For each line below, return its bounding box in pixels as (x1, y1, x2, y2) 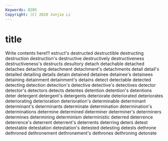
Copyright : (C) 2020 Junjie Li (5, 12, 71, 17)
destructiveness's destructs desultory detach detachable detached (5, 61, 145, 67)
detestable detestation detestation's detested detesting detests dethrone (5, 125, 156, 131)
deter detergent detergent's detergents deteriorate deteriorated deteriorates (5, 93, 163, 99)
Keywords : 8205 (5, 7, 37, 13)
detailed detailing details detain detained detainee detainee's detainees (5, 71, 153, 78)
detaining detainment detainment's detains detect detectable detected (5, 77, 151, 83)
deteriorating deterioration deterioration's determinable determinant (5, 98, 146, 104)
